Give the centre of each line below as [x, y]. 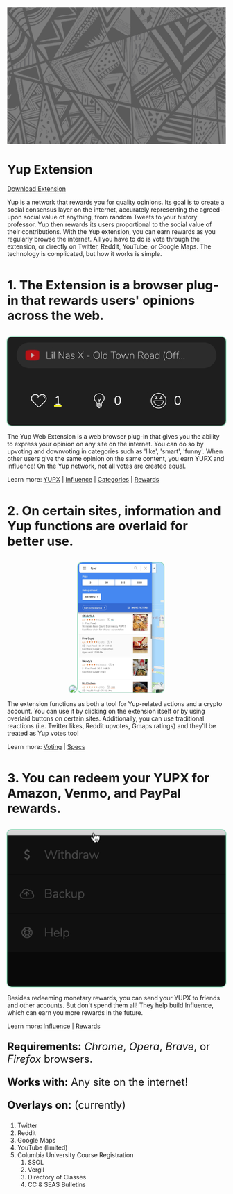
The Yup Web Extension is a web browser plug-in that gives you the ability [113, 437]
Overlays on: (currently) [67, 1105]
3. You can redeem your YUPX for [109, 778]
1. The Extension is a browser [95, 285]
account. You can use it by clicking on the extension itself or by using [106, 712]
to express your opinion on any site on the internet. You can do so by [105, 444]
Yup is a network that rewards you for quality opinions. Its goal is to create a [116, 202]
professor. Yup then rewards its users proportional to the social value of [110, 224]
